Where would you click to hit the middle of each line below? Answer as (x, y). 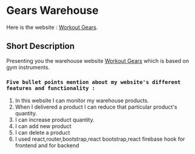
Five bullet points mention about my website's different (94, 82)
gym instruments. (28, 67)
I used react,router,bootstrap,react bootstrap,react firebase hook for (100, 139)
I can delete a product (42, 133)
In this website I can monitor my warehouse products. (82, 101)
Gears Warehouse (52, 11)
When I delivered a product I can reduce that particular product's (96, 107)
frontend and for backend (47, 146)
